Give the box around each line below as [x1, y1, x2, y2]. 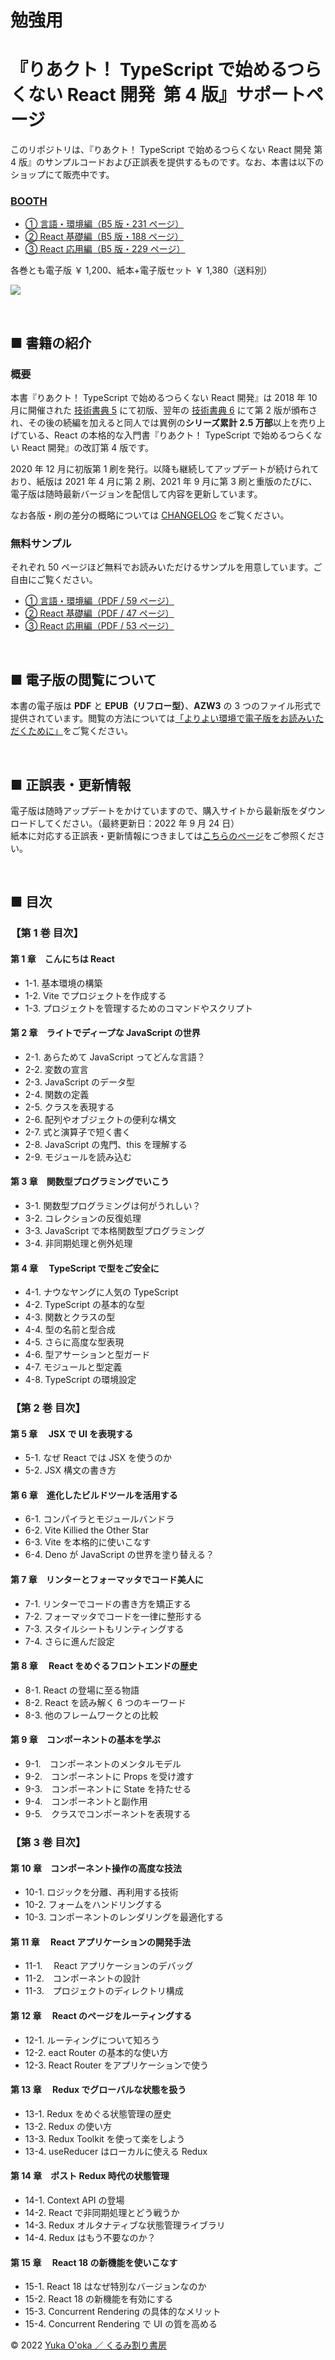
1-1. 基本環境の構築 [24, 977, 103, 989]
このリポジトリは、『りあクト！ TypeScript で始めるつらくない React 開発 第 [10, 144, 323, 156]
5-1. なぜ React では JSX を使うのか [24, 1452, 172, 1464]
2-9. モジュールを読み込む [24, 1151, 133, 1163]
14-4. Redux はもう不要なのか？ [24, 2232, 157, 2244]
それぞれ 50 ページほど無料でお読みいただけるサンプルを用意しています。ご [10, 561, 323, 573]
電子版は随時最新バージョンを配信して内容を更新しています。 [10, 488, 263, 500]
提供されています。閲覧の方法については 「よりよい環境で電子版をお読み [10, 712, 307, 725]
